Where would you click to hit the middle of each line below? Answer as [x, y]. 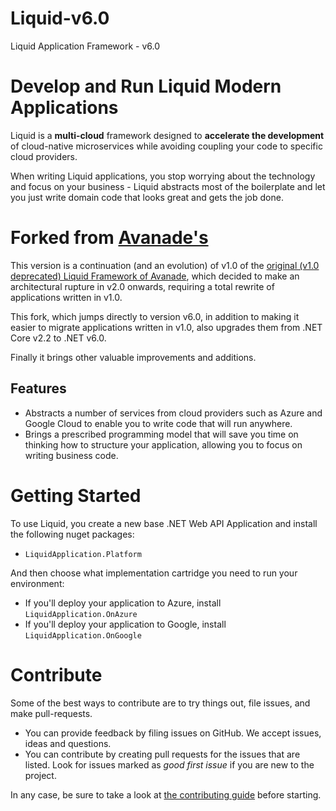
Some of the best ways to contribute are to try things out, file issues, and [160, 703]
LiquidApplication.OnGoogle [83, 635]
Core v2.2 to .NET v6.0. [58, 338]
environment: [37, 583]
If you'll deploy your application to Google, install [125, 624]
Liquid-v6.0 [60, 18]
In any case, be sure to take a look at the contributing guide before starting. [166, 794]
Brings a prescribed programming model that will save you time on [161, 434]
